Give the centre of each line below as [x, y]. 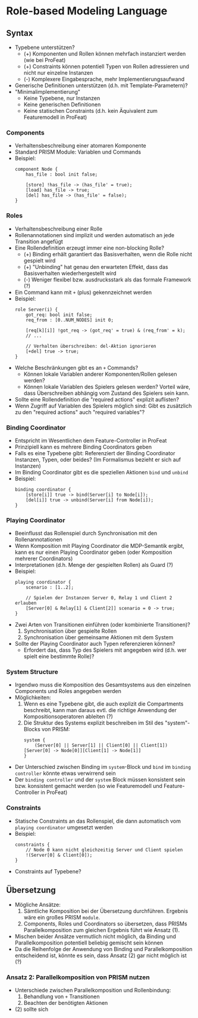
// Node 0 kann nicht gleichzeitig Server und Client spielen [104, 850]
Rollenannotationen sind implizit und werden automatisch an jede [95, 235]
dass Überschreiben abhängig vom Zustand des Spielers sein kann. [106, 393]
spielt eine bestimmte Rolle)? [59, 657]
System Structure [32, 672]
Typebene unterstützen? [45, 47]
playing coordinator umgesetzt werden [64, 827]
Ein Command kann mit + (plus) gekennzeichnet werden [83, 292]
